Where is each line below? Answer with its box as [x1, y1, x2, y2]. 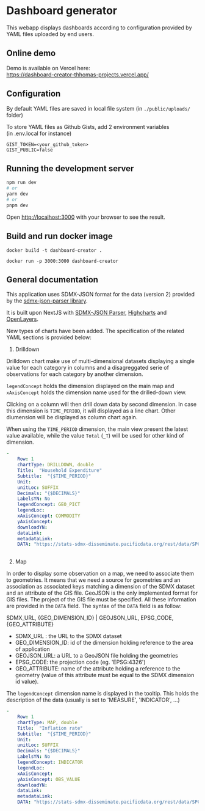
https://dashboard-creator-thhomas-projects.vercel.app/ [6, 71, 149, 78]
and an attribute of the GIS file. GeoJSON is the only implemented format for [6, 589, 198, 596]
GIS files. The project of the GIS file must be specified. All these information [6, 596, 196, 603]
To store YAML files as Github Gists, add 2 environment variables [6, 123, 170, 130]
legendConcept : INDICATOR [17, 759, 84, 765]
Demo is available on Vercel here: [6, 64, 90, 72]
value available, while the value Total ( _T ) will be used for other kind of [6, 432, 184, 439]
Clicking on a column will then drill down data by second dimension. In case [6, 401, 197, 408]
